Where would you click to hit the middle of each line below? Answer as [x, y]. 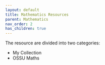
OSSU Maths [26, 58]
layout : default [22, 10]
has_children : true [26, 29]
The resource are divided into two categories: [53, 43]
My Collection [27, 53]
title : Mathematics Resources [37, 15]
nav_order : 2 [19, 24]
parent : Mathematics [27, 19]
